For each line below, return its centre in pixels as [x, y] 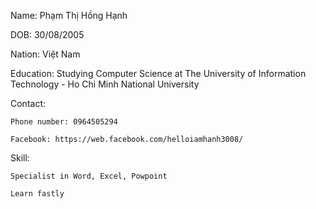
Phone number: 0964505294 [64, 122]
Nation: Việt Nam [45, 54]
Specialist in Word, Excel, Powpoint [89, 176]
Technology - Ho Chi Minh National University [105, 84]
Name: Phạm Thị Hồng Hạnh [69, 15]
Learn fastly [37, 194]
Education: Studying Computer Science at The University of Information [158, 73]
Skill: [20, 158]
